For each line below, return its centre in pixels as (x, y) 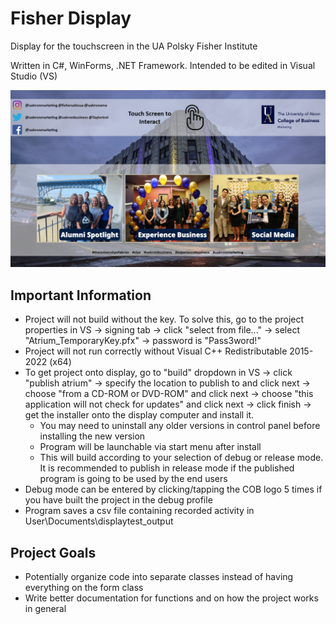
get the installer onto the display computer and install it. (139, 415)
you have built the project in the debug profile (118, 500)
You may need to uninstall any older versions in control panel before (180, 426)
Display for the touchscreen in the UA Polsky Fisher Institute (134, 46)
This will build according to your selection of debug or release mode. (181, 458)
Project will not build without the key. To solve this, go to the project (164, 319)
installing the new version (92, 436)
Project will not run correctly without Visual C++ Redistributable (156, 351)
